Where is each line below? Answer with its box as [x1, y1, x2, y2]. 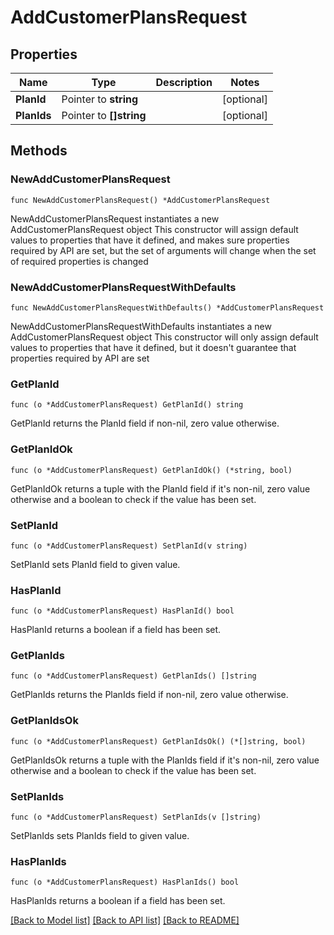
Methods [10, 142, 68, 160]
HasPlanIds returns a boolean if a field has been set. [10, 895, 226, 907]
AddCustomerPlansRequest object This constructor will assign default [10, 223, 299, 235]
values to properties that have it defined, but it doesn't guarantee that [10, 341, 297, 353]
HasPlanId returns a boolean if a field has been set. [10, 624, 222, 636]
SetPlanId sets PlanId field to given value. [10, 558, 181, 570]
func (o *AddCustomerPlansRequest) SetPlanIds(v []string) [10, 812, 262, 823]
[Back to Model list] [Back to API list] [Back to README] [10, 914, 240, 926]
